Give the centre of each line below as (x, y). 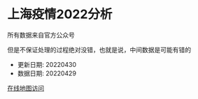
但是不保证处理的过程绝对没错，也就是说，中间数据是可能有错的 (99, 49)
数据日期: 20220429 (47, 73)
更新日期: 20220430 (47, 64)
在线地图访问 (26, 88)
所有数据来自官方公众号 (41, 35)
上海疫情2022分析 (60, 14)
